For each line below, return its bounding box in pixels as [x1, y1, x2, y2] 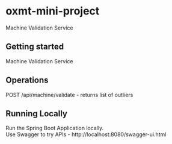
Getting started [5, 42, 64, 52]
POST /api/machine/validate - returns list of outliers [5, 91, 134, 98]
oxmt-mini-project [5, 4, 100, 18]
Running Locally [5, 108, 67, 119]
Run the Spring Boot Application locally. [5, 125, 104, 132]
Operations [5, 75, 49, 86]
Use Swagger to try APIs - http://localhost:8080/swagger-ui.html [5, 131, 167, 138]
